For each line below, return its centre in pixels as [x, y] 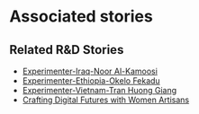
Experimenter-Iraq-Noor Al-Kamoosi [90, 71]
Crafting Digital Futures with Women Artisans [106, 100]
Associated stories [81, 17]
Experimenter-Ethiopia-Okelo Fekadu [91, 81]
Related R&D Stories [67, 50]
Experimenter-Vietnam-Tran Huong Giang [99, 90]
